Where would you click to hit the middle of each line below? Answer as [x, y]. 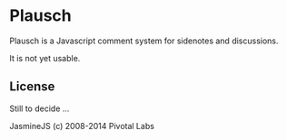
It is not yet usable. [45, 58]
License [32, 87]
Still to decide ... [40, 108]
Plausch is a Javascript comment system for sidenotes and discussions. [144, 41]
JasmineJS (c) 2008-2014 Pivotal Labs [82, 126]
